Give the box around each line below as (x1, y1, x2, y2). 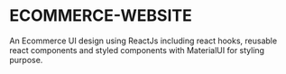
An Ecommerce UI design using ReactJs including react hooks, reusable (9, 35, 278, 46)
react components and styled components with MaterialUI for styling (9, 44, 264, 55)
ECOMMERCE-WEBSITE (9, 5, 192, 26)
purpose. (9, 54, 43, 65)
